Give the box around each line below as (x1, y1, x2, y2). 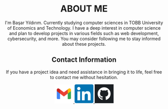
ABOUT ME (60, 3, 108, 15)
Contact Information (51, 56, 117, 64)
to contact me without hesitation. (49, 74, 119, 80)
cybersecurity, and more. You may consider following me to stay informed (7, 36, 161, 42)
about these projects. (62, 41, 106, 47)
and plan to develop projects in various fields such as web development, (9, 30, 159, 36)
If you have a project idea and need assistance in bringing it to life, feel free (6, 69, 162, 75)
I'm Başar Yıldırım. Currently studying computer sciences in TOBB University (5, 20, 163, 26)
